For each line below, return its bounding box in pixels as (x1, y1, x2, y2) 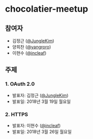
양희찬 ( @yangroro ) (12, 44, 51, 50)
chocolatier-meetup (5, 3, 88, 15)
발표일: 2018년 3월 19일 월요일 (12, 99, 71, 104)
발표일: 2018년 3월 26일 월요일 (12, 128, 72, 135)
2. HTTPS (5, 111, 28, 118)
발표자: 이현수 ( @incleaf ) (12, 122, 61, 128)
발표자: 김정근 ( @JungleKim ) (12, 92, 69, 98)
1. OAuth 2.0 (5, 80, 35, 87)
